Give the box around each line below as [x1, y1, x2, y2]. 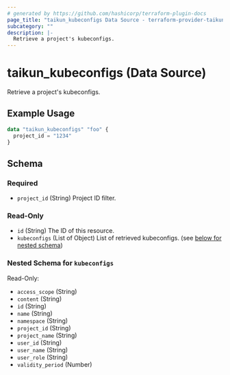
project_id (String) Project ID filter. [16, 194, 116, 203]
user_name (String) [16, 345, 68, 354]
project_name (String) [16, 331, 77, 339]
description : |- [7, 29, 53, 36]
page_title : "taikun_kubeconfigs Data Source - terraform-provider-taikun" [7, 16, 228, 23]
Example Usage [7, 108, 75, 120]
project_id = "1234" [13, 132, 72, 139]
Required [7, 178, 38, 187]
